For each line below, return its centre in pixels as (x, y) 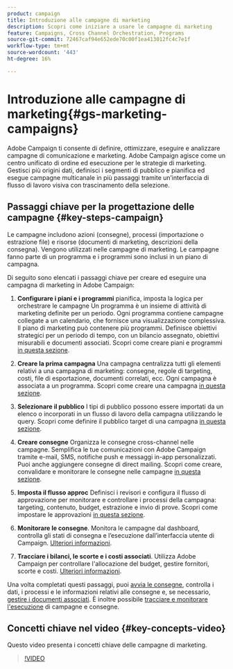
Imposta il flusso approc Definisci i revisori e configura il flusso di (112, 492)
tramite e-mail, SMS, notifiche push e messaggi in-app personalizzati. (117, 456)
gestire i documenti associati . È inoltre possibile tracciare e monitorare (107, 599)
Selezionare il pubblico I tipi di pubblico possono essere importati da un (120, 406)
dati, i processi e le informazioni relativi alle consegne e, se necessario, (109, 592)
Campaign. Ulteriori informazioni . (64, 543)
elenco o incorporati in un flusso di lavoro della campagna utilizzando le (120, 413)
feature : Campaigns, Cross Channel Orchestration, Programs (96, 33)
